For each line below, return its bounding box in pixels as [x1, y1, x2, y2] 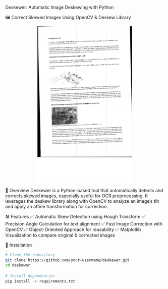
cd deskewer [5, 263, 30, 268]
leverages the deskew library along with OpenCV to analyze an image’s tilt [5, 198, 159, 204]
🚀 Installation [5, 242, 32, 248]
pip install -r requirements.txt [5, 279, 76, 284]
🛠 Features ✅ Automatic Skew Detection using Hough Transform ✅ [5, 213, 146, 219]
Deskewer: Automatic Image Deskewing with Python [5, 5, 114, 10]
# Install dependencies [5, 273, 55, 279]
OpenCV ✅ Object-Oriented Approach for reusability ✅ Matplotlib [5, 226, 141, 233]
